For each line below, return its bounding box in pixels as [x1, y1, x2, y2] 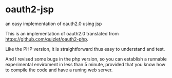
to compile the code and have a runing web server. [5, 67, 113, 73]
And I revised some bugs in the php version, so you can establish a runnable [5, 55, 167, 62]
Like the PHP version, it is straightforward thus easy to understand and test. [5, 46, 165, 52]
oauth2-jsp [5, 4, 54, 15]
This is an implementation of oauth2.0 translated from [5, 30, 119, 36]
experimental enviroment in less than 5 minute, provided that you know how [5, 61, 166, 67]
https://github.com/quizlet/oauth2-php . [5, 36, 89, 42]
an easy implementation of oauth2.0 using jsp [5, 21, 102, 27]
